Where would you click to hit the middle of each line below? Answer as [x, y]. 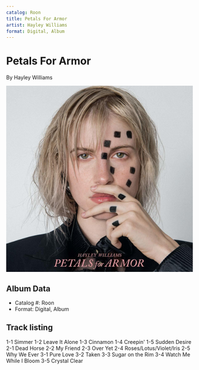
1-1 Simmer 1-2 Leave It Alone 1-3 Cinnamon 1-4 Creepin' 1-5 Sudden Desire [99, 342]
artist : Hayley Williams [37, 25]
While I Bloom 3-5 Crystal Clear [45, 361]
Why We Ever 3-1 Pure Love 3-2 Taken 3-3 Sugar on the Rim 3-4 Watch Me [98, 354]
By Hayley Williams [29, 77]
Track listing [30, 328]
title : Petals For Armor [37, 19]
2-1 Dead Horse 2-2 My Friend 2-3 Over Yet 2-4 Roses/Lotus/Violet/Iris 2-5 [98, 348]
